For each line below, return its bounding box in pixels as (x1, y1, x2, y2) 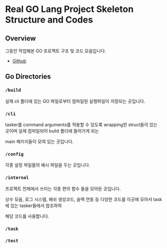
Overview (5, 34, 36, 42)
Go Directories (5, 72, 51, 81)
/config (5, 151, 24, 157)
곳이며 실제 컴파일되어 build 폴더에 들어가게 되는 (5, 127, 99, 133)
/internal (5, 175, 29, 180)
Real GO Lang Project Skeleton (5, 3, 134, 15)
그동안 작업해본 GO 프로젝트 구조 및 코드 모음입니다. (5, 48, 106, 53)
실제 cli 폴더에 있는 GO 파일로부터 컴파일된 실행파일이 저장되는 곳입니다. (5, 98, 146, 104)
